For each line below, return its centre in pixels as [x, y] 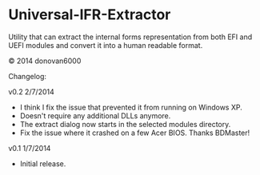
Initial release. [43, 163]
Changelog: [27, 76]
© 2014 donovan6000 [45, 61]
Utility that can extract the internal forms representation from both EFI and [130, 37]
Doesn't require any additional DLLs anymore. [95, 115]
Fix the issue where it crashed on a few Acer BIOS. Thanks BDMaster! [135, 133]
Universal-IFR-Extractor [90, 15]
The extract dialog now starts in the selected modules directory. [125, 124]
